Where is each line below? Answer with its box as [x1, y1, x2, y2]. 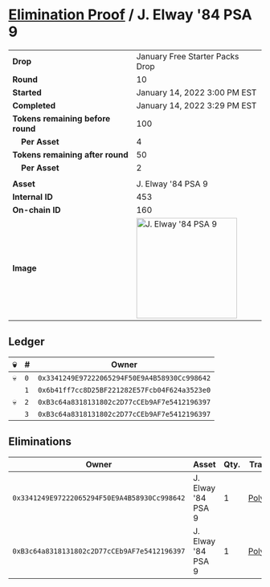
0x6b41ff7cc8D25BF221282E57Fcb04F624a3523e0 [37, 385, 211, 394]
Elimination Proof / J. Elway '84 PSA [8, 6, 252, 24]
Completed [12, 100, 56, 111]
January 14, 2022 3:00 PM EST [136, 87, 257, 98]
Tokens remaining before [12, 112, 111, 124]
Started [12, 87, 42, 98]
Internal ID [12, 191, 54, 202]
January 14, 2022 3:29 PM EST [136, 100, 257, 111]
